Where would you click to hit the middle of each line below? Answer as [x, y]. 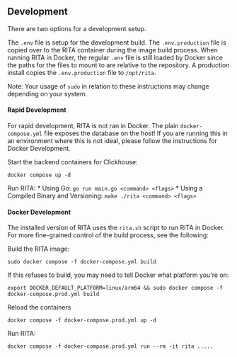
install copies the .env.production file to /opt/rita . [82, 72]
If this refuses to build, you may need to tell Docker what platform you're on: [118, 275]
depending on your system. [47, 93]
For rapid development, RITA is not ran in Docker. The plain [93, 126]
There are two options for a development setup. [77, 28]
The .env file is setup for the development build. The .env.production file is [117, 42]
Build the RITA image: [39, 249]
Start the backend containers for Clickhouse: [73, 162]
